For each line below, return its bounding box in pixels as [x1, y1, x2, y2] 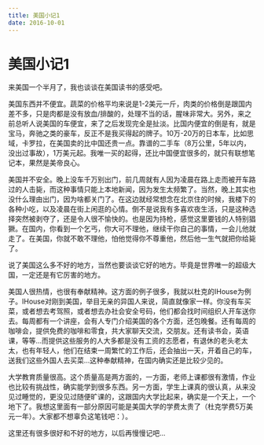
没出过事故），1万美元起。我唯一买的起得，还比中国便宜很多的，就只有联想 [8, 149, 249, 158]
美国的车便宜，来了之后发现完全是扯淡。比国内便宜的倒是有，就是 [42, 119, 256, 128]
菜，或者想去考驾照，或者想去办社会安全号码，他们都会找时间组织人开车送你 [8, 307, 256, 316]
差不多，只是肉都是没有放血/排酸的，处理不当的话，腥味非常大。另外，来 [8, 109, 245, 119]
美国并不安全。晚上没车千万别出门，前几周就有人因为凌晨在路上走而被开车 [8, 175, 249, 185]
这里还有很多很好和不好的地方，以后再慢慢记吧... [8, 428, 167, 438]
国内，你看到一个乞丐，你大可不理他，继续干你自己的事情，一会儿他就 [28, 224, 256, 234]
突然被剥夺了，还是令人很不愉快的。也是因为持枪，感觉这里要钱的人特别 [14, 214, 249, 224]
